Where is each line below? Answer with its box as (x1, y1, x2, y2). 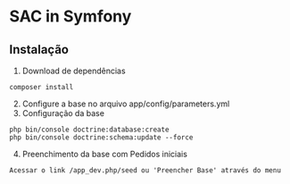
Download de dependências (21, 65, 127, 76)
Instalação (9, 42, 70, 57)
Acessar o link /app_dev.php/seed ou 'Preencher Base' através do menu (9, 166, 281, 175)
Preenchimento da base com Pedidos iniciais (21, 149, 187, 159)
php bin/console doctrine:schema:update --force (9, 133, 194, 142)
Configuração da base (21, 108, 105, 118)
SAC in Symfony (9, 6, 132, 27)
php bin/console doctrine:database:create (9, 125, 170, 134)
